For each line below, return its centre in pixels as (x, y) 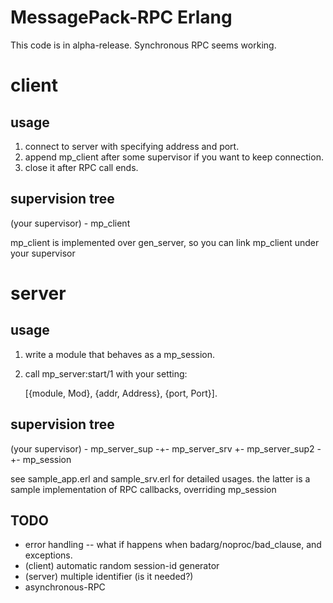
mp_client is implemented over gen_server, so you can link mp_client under (165, 242)
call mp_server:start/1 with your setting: (106, 373)
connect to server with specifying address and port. (132, 146)
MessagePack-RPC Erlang (121, 17)
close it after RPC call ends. (81, 167)
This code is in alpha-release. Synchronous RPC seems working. (143, 45)
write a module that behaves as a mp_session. (120, 354)
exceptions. (48, 555)
